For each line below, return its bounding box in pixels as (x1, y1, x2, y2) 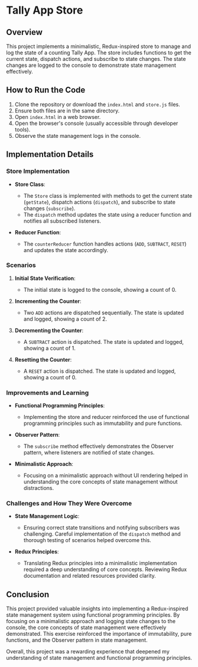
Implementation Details (6, 149, 94, 160)
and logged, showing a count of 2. (23, 315, 108, 323)
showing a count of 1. (23, 344, 76, 352)
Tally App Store (6, 4, 83, 17)
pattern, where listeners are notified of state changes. (23, 449, 155, 456)
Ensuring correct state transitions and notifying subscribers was (23, 524, 180, 531)
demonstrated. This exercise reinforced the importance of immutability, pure (6, 630, 192, 637)
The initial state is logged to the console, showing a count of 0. (23, 286, 177, 293)
